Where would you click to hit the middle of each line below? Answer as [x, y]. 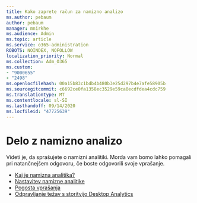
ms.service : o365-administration [47, 45]
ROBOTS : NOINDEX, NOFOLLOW [39, 51]
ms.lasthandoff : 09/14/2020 [41, 106]
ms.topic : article [29, 39]
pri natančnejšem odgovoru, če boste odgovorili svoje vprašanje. [85, 164]
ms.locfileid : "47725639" [38, 111]
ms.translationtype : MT [36, 95]
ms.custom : [20, 67]
